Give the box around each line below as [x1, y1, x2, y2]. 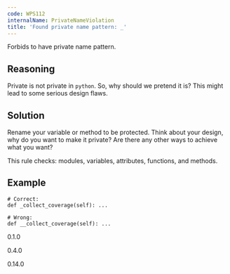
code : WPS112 [7, 10, 46, 18]
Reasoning [7, 63, 55, 74]
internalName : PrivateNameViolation [7, 17, 114, 24]
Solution [7, 110, 45, 122]
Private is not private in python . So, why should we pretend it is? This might [7, 81, 224, 90]
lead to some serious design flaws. [7, 89, 108, 98]
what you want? [7, 143, 53, 151]
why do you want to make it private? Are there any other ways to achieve [7, 136, 218, 144]
